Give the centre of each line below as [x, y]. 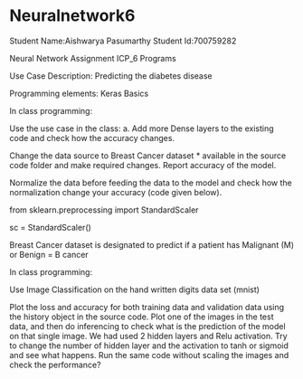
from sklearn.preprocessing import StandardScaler [104, 210]
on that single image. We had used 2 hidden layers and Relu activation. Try [148, 336]
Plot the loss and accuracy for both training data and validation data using [147, 307]
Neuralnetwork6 [72, 16]
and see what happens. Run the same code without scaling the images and [149, 355]
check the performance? [55, 365]
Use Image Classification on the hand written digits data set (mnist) [135, 289]
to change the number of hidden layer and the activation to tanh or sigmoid [149, 346]
